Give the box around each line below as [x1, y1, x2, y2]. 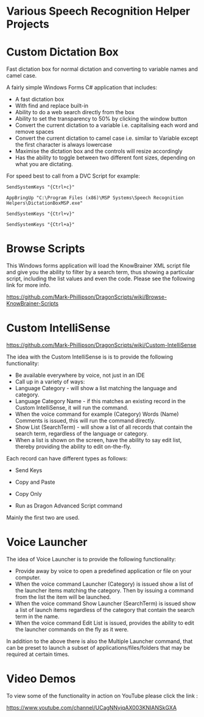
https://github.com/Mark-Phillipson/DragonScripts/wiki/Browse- [6, 293, 167, 300]
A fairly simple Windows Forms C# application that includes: [6, 84, 157, 91]
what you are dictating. [15, 161, 73, 168]
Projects [6, 17, 50, 31]
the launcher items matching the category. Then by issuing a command [15, 586, 194, 594]
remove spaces [15, 128, 54, 136]
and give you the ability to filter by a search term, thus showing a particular [6, 269, 195, 276]
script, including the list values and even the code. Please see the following [6, 275, 195, 282]
